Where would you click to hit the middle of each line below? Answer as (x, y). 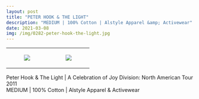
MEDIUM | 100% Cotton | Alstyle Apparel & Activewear (73, 90)
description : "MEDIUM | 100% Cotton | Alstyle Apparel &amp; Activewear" (99, 22)
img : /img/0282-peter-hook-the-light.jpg (58, 34)
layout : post (22, 11)
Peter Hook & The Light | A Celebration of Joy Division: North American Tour (99, 78)
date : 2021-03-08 (28, 28)
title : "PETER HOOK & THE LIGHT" (48, 17)
